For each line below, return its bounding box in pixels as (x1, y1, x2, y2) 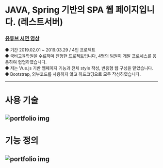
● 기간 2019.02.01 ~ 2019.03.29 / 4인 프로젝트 (5, 47, 96, 53)
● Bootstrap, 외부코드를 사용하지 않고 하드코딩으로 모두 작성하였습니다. (5, 71, 141, 77)
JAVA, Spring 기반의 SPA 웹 (5, 4, 114, 16)
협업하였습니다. (17, 59, 47, 65)
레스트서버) (20, 17, 63, 28)
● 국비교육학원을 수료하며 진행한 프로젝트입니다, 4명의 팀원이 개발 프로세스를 (5, 53, 152, 59)
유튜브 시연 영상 (5, 35, 40, 42)
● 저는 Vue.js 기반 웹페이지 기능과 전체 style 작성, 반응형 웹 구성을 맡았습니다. (5, 65, 154, 71)
